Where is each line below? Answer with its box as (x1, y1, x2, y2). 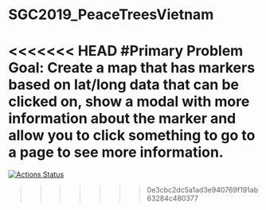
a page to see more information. (8, 143, 225, 161)
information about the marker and (8, 110, 237, 128)
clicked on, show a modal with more (8, 93, 250, 111)
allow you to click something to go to (8, 126, 256, 145)
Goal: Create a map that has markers (8, 59, 256, 77)
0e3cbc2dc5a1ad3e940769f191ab (147, 185, 259, 195)
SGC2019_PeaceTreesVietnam (8, 6, 214, 24)
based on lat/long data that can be (8, 76, 240, 94)
